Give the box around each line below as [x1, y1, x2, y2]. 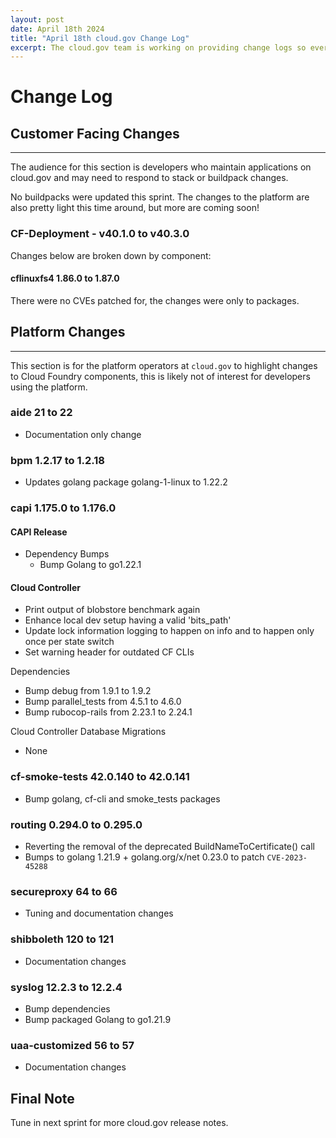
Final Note [10, 1090, 75, 1107]
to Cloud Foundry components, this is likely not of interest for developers [10, 370, 311, 382]
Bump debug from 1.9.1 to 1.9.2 [24, 685, 152, 697]
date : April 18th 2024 [10, 24, 105, 34]
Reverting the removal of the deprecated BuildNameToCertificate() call [24, 841, 315, 853]
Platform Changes [10, 324, 126, 341]
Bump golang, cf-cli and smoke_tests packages [24, 792, 221, 805]
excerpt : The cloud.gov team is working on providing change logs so [10, 42, 307, 53]
